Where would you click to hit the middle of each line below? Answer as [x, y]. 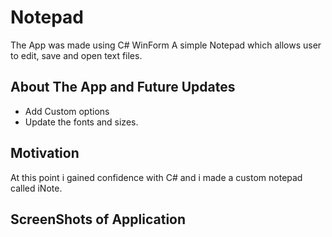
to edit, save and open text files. [76, 55]
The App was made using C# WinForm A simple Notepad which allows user [166, 45]
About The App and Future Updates [123, 87]
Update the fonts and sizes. [81, 122]
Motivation [45, 153]
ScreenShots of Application [98, 219]
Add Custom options [67, 111]
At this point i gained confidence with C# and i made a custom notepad [156, 177]
